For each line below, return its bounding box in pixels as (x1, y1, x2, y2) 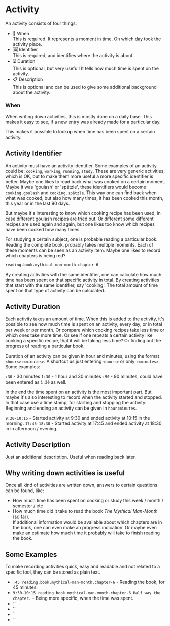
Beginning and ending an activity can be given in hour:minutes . (5, 405, 137, 411)
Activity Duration (5, 302, 61, 311)
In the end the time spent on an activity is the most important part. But (5, 389, 152, 395)
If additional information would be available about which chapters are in (12, 519, 162, 525)
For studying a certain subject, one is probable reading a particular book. (5, 236, 158, 242)
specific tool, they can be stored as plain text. (5, 569, 100, 575)
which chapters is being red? (5, 253, 66, 259)
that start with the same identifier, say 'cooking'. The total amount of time (5, 282, 158, 288)
